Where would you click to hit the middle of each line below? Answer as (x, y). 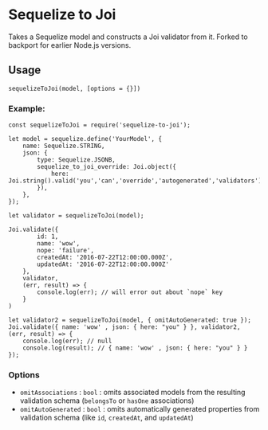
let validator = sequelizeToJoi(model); (77, 216)
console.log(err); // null (67, 341)
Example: (27, 108)
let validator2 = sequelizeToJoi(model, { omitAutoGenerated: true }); (130, 320)
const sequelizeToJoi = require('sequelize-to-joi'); (100, 125)
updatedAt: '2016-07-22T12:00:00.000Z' (103, 264)
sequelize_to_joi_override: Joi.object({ (107, 167)
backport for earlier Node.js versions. (70, 45)
